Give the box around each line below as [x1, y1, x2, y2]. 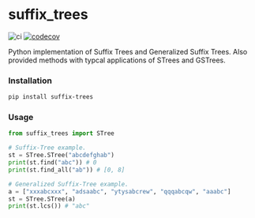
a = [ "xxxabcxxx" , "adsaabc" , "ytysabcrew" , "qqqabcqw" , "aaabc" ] [8, 187, 231, 195]
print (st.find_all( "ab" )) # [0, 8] [8, 166, 126, 174]
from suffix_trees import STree [8, 130, 114, 137]
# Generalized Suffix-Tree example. [8, 180, 129, 188]
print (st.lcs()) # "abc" [8, 202, 90, 210]
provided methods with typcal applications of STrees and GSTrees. [8, 55, 227, 65]
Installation [8, 75, 53, 86]
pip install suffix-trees [8, 93, 93, 101]
